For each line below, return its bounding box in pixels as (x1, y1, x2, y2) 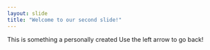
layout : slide (7, 10, 48, 17)
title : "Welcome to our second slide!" (7, 16, 122, 23)
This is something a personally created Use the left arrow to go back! (7, 35, 204, 43)
